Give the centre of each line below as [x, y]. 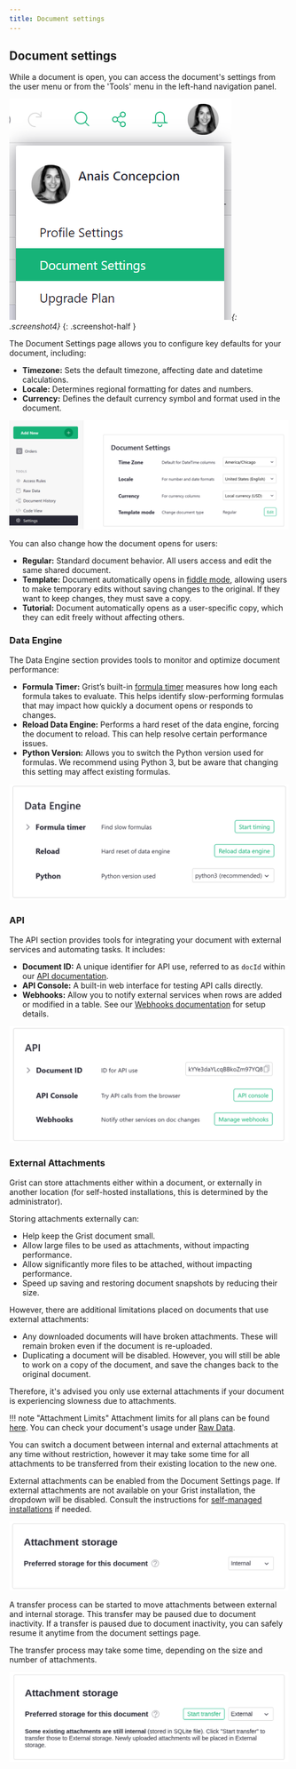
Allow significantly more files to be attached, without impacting [137, 1264]
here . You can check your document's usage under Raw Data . [122, 1427]
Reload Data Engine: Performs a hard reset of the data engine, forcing [150, 724]
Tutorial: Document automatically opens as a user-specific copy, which [152, 608]
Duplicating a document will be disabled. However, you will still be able [151, 1355]
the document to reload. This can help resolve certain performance [144, 734]
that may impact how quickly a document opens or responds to [137, 705]
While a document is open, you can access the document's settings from [143, 77]
